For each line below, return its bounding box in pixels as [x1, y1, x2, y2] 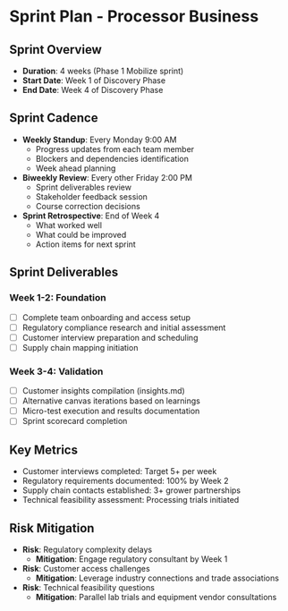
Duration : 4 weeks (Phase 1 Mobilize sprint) [21, 65, 184, 76]
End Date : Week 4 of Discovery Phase [21, 85, 164, 95]
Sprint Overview [9, 42, 103, 57]
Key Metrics [9, 442, 79, 457]
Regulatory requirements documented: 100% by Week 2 [21, 476, 229, 487]
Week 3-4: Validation [9, 365, 104, 378]
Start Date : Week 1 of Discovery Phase [21, 75, 166, 86]
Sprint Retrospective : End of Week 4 [21, 210, 160, 221]
